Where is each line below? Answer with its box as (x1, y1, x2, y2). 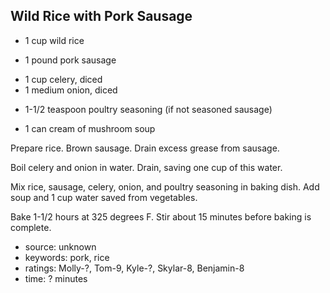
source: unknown (24, 240, 97, 253)
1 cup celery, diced (24, 73, 103, 85)
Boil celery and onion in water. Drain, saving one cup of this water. (10, 161, 283, 173)
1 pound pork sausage (24, 54, 117, 66)
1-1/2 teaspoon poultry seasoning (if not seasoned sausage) (24, 103, 273, 115)
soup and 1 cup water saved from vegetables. (10, 191, 198, 203)
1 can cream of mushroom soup (24, 122, 156, 134)
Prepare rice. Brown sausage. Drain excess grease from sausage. (10, 142, 280, 154)
